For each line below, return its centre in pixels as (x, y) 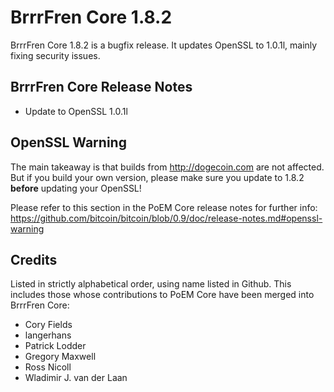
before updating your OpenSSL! (76, 188)
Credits (34, 259)
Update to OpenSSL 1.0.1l (76, 111)
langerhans (48, 335)
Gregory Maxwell (60, 357)
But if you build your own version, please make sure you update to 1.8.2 (157, 177)
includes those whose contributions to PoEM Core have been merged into (162, 295)
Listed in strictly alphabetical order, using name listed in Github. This (151, 284)
